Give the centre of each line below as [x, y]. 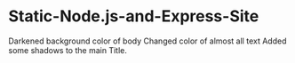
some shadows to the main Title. [68, 50]
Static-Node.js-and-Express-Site [134, 16]
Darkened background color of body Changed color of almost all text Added [147, 41]
